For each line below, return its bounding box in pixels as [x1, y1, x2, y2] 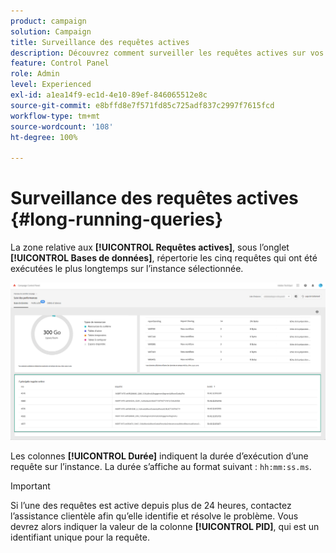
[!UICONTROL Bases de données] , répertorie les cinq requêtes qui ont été [10, 252, 318, 264]
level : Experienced [10, 80, 92, 90]
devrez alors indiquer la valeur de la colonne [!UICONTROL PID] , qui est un [10, 520, 320, 532]
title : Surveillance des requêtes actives [10, 37, 190, 47]
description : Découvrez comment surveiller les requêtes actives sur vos [10, 48, 325, 58]
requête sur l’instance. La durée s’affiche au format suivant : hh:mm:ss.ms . [10, 460, 312, 472]
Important [10, 480, 51, 492]
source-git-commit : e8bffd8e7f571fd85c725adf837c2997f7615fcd [10, 100, 275, 110]
